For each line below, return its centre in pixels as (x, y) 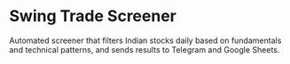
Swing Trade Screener (93, 16)
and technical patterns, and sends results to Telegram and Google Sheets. (145, 49)
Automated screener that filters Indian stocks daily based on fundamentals (145, 40)
